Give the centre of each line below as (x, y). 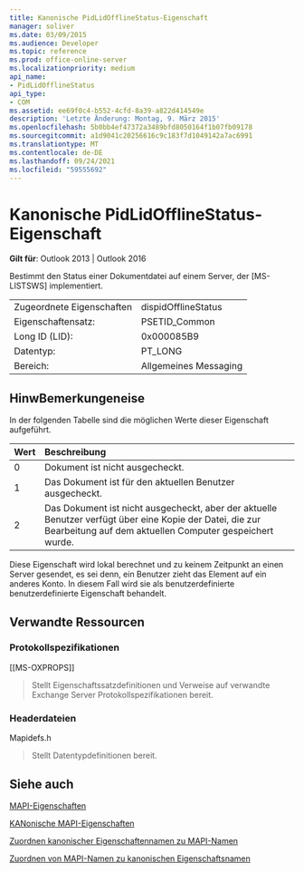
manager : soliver (42, 26)
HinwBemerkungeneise (77, 398)
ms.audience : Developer (54, 43)
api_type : (28, 93)
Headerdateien (43, 718)
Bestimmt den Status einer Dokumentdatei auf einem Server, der (129, 276)
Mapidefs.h (30, 738)
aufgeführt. (30, 430)
